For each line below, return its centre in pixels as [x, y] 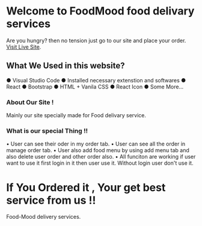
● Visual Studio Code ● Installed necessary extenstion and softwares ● [96, 80]
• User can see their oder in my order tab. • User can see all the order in [96, 144]
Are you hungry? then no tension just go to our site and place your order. [96, 40]
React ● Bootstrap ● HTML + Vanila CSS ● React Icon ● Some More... [95, 87]
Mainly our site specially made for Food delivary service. [76, 115]
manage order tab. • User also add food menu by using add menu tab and [98, 150]
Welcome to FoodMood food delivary [100, 11]
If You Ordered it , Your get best [86, 187]
